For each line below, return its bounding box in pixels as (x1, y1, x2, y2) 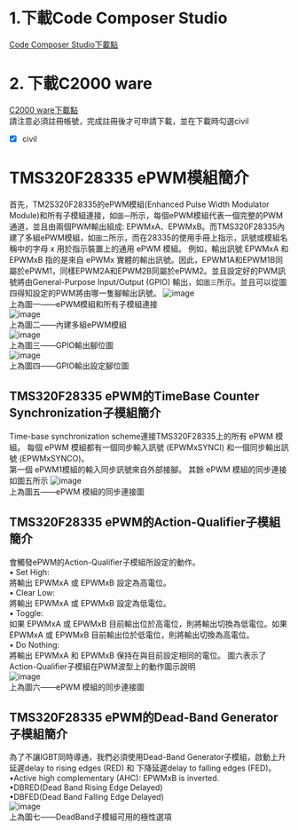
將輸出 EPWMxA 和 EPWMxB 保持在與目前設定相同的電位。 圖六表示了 (9, 650, 267, 660)
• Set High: (9, 566, 51, 577)
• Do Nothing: (9, 639, 60, 650)
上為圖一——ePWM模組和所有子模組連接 (9, 298, 158, 309)
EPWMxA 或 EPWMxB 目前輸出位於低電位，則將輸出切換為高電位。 (9, 629, 255, 640)
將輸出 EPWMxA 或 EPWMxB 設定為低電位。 (9, 597, 171, 608)
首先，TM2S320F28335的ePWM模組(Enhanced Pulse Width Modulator (9, 199, 270, 209)
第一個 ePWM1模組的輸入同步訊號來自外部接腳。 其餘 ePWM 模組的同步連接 (9, 463, 287, 475)
